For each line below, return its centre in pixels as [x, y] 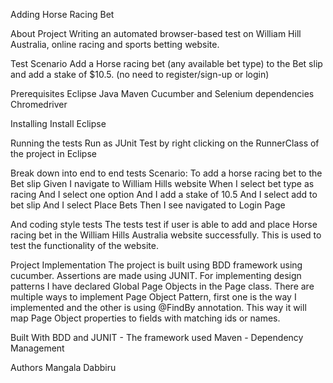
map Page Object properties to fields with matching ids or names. [145, 318]
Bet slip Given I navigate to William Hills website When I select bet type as [162, 183]
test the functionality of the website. [84, 245]
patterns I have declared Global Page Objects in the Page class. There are [162, 286]
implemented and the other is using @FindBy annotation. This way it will [158, 307]
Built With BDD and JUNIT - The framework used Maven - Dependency [157, 337]
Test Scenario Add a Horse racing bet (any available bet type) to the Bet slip [166, 63]
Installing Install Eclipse [58, 123]
